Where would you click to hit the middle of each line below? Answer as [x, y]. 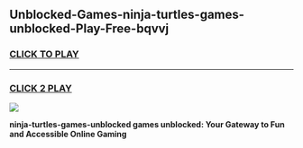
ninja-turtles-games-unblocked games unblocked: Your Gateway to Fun [147, 124]
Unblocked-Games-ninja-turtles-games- [127, 15]
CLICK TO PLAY [44, 55]
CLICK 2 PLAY [41, 88]
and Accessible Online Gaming [68, 134]
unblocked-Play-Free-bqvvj [89, 29]
